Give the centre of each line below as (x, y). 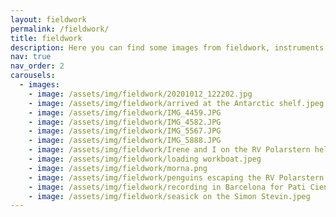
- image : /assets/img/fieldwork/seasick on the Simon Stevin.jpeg (169, 196)
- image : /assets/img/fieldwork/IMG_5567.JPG (125, 131)
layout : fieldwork (48, 19)
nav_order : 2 (37, 66)
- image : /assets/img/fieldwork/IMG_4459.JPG (125, 112)
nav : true (31, 57)
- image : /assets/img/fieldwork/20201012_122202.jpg (140, 94)
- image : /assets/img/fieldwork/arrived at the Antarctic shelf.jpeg (176, 103)
